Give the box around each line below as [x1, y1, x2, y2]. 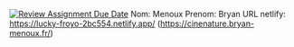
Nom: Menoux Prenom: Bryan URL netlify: [130, 9, 287, 19]
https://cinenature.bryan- [159, 18, 255, 29]
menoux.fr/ [9, 28, 52, 38]
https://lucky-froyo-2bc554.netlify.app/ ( [9, 18, 161, 29]
